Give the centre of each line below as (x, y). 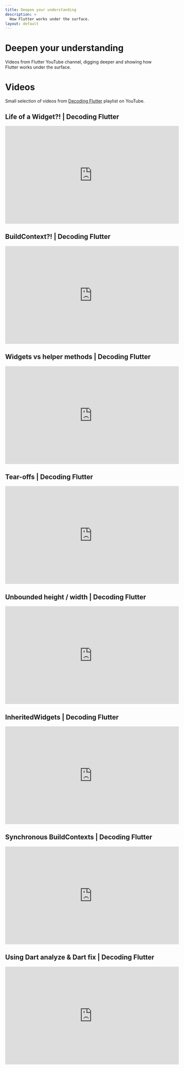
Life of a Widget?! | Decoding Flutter (62, 116)
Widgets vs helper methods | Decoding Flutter (78, 357)
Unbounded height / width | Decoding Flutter (76, 597)
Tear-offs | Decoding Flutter (49, 477)
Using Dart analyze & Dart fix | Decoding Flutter (80, 957)
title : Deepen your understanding (41, 10)
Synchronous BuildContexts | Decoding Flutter (79, 837)
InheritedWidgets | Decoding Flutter (62, 717)
